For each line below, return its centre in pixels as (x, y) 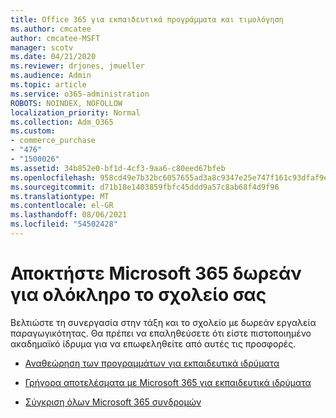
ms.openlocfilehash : (53, 177)
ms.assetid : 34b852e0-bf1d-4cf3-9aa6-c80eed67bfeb (118, 168)
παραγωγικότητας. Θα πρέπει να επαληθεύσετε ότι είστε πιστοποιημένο (161, 333)
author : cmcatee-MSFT (55, 38)
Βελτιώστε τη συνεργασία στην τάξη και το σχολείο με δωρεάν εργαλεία (163, 322)
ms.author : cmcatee (51, 29)
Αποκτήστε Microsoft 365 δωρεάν (156, 273)
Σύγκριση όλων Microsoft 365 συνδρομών (113, 402)
